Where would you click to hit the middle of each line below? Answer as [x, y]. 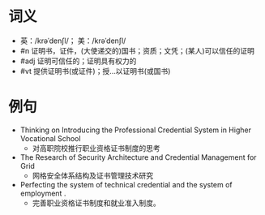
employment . [43, 193]
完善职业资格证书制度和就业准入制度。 [96, 203]
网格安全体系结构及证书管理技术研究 [93, 175]
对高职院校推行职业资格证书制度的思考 [96, 148]
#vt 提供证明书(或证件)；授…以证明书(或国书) [95, 71]
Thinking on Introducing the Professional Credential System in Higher [135, 130]
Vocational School [50, 138]
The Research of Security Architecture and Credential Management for [138, 157]
